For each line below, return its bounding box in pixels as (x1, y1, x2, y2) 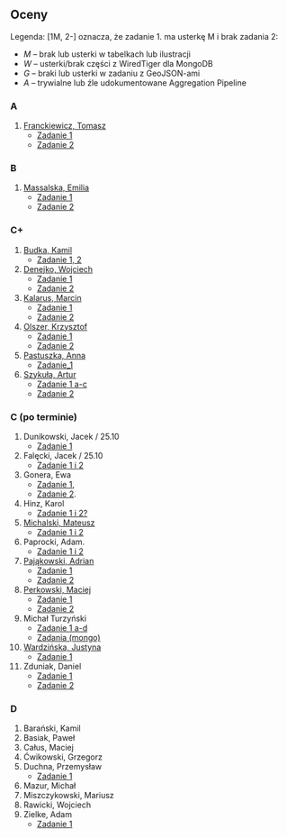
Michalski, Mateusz (22, 517, 95, 528)
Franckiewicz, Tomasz (22, 121, 106, 132)
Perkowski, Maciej (22, 585, 92, 595)
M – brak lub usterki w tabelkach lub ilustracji (22, 49, 192, 59)
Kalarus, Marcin (22, 292, 82, 303)
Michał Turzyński (22, 613, 87, 624)
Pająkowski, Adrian (22, 556, 94, 566)
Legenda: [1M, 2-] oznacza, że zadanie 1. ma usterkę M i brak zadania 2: (10, 31, 279, 41)
